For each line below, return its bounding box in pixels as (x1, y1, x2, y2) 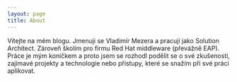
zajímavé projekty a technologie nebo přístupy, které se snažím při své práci (7, 59, 229, 67)
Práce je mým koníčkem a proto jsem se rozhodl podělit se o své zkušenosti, (7, 51, 230, 60)
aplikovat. (7, 66, 35, 75)
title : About (7, 17, 46, 24)
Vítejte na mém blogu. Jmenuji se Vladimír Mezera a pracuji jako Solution (7, 36, 219, 45)
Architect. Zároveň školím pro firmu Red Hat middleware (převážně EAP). (7, 44, 220, 52)
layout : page (7, 10, 46, 18)
